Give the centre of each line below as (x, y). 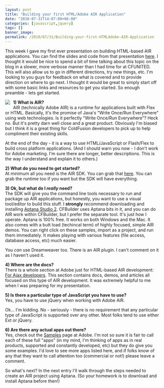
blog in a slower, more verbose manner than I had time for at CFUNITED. (78, 66)
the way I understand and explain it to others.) (51, 159)
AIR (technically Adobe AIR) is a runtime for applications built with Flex (84, 107)
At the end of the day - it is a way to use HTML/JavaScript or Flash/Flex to (80, 143)
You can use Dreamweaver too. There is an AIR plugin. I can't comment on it (82, 250)
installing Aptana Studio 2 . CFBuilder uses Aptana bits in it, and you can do (80, 209)
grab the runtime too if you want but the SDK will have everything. (71, 179)
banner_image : (20, 32)
